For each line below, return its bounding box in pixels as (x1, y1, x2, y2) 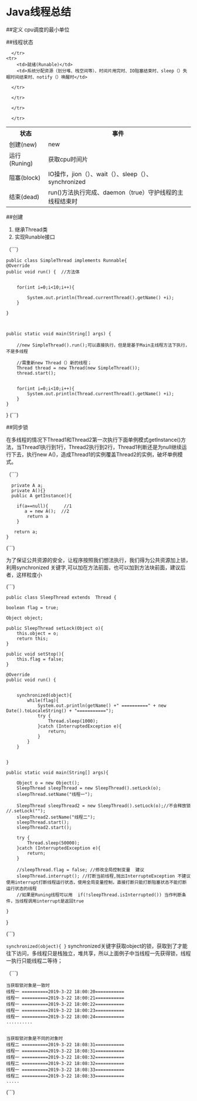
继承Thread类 (14, 226, 48, 233)
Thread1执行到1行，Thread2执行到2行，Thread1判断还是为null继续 (21, 443, 182, 451)
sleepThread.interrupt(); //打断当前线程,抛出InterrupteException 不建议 (16, 873, 191, 879)
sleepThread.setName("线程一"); (16, 791, 93, 797)
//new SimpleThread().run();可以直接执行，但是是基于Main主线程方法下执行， (16, 342, 190, 348)
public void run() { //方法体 (6, 269, 80, 275)
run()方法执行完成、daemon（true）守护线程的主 (47, 188, 184, 196)
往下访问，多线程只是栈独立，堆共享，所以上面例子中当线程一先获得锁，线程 (6, 950, 191, 957)
